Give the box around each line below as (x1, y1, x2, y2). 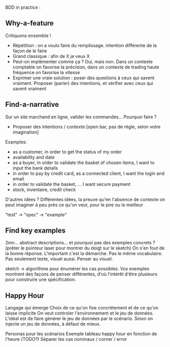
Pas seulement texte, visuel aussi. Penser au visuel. (5, 256, 113, 262)
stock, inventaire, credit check (12, 186, 76, 193)
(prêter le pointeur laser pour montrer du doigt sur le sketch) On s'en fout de (5, 245, 165, 251)
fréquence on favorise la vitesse (12, 69, 80, 75)
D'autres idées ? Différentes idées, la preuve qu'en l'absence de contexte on (5, 196, 165, 202)
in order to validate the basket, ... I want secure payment (12, 181, 131, 187)
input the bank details (12, 165, 58, 171)
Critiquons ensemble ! (5, 33, 52, 39)
